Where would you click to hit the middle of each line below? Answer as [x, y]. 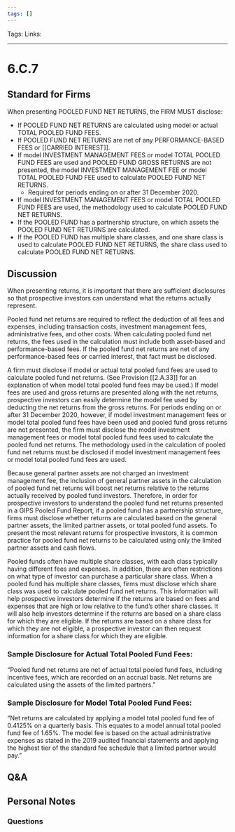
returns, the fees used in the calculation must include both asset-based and [116, 342]
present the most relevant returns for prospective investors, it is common [113, 533]
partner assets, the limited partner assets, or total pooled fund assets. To [112, 526]
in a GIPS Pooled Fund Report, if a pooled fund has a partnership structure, [115, 510]
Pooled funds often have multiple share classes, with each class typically [113, 562]
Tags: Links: [24, 34]
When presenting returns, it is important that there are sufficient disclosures [116, 291]
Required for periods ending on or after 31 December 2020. [113, 192]
